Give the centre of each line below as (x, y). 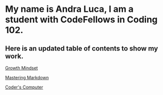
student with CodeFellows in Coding (81, 20)
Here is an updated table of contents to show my (81, 48)
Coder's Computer (24, 87)
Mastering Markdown (27, 77)
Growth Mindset (22, 68)
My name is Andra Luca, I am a (69, 9)
